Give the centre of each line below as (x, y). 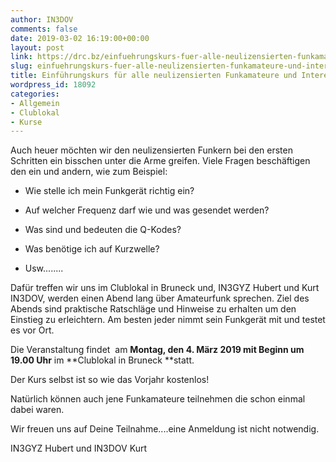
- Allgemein (35, 103)
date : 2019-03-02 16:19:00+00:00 (80, 38)
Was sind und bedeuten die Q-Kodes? (103, 230)
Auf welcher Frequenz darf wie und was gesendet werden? (147, 210)
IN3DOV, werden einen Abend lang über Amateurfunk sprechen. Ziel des (160, 298)
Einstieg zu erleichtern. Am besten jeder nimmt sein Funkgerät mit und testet (168, 320)
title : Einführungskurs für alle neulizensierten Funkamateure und (154, 76)
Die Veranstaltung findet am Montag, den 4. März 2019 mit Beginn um (157, 350)
